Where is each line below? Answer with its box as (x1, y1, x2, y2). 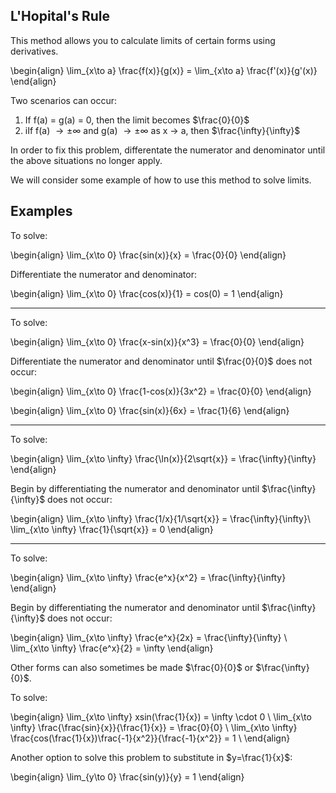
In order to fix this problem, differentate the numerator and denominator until (10, 144, 326, 156)
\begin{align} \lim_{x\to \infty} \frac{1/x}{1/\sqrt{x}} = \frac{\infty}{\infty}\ (10, 512, 311, 524)
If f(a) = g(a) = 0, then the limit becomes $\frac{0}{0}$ (24, 114, 250, 126)
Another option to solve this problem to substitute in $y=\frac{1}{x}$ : (10, 751, 293, 763)
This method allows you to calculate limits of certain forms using (10, 34, 276, 46)
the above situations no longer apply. (10, 154, 163, 166)
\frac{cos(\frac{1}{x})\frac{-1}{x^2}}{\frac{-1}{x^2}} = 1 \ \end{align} (10, 732, 291, 744)
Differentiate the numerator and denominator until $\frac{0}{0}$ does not (10, 355, 313, 367)
